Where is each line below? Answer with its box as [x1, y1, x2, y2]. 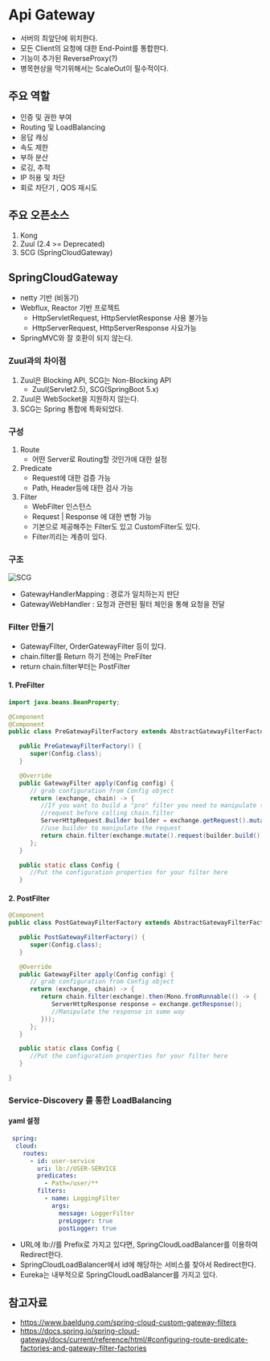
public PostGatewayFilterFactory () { [18, 934, 146, 942]
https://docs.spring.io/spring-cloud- [19, 1326, 141, 1336]
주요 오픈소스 [8, 208, 70, 222]
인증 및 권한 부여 [19, 112, 72, 122]
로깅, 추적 [19, 163, 51, 172]
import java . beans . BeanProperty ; [8, 698, 121, 706]
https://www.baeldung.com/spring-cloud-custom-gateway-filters [19, 1318, 237, 1327]
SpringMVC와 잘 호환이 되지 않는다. [19, 333, 133, 343]
